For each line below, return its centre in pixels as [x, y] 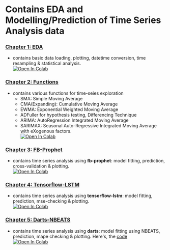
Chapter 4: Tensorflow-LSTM [42, 185]
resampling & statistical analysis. [47, 63]
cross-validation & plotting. [41, 166]
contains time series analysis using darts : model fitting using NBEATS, [86, 231]
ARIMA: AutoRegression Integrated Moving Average [74, 120]
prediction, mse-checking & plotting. [51, 201]
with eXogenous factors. [46, 131]
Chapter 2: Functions [32, 82]
